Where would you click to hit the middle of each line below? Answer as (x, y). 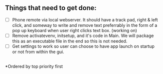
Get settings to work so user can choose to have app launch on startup (83, 46)
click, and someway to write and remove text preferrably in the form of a (84, 25)
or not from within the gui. (38, 52)
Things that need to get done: (51, 8)
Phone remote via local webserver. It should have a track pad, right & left (85, 19)
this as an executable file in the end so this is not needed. (70, 41)
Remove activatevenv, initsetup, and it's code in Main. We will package (83, 36)
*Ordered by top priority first (34, 66)
